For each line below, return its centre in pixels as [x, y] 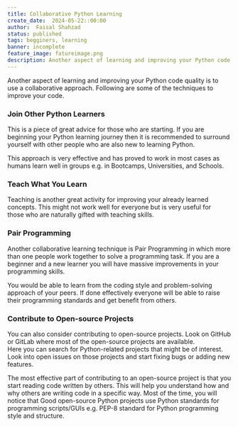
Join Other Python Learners [56, 114]
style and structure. [36, 416]
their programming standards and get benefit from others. [92, 300]
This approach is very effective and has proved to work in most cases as [114, 158]
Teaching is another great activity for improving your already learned [108, 200]
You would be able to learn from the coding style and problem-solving [110, 285]
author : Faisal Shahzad [44, 27]
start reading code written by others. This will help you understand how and [118, 385]
